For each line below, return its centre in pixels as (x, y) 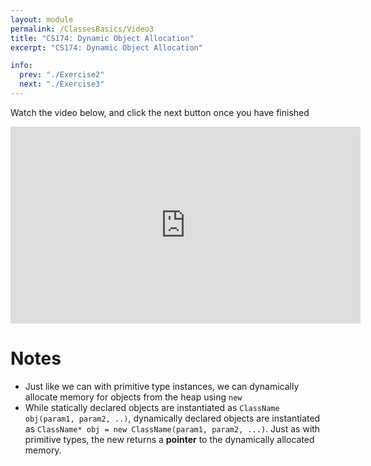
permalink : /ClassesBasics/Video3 (82, 29)
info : (21, 66)
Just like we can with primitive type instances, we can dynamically (162, 386)
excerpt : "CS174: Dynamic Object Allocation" (106, 47)
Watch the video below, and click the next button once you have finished (160, 112)
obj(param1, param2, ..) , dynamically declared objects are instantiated (172, 418)
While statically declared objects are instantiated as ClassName (152, 407)
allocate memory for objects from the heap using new (133, 397)
